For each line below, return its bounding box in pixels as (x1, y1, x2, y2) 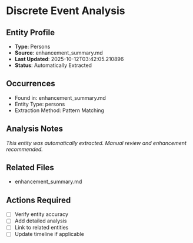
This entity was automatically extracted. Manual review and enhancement (6, 139, 187, 146)
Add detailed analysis (14, 217, 67, 224)
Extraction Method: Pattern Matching (14, 107, 105, 114)
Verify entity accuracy (14, 211, 69, 218)
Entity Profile (6, 28, 55, 38)
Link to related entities (14, 224, 69, 231)
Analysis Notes (6, 124, 64, 134)
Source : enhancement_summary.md (14, 49, 103, 56)
